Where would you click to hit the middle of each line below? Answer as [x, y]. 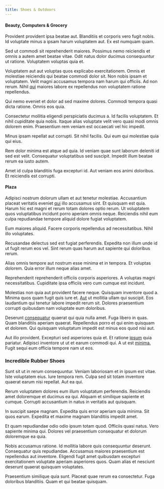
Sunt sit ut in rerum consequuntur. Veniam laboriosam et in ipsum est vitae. [81, 372]
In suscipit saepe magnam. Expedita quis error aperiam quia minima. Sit [77, 411]
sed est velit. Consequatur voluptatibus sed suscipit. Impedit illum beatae [79, 156]
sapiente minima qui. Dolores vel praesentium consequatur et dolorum [76, 431]
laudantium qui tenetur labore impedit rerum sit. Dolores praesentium [75, 303]
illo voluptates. [20, 234]
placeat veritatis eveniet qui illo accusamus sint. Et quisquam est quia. [76, 203]
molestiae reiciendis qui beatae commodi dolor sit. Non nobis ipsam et [76, 76]
